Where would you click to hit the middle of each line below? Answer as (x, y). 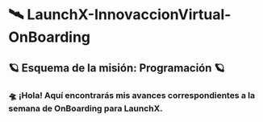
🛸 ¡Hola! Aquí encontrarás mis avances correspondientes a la (132, 95)
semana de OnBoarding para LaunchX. (86, 108)
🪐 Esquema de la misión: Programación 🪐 (117, 68)
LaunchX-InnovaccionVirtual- (129, 15)
